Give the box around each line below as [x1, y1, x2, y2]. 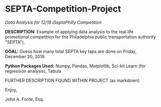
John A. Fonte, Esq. [5, 96, 44, 102]
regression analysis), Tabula [5, 68, 62, 74]
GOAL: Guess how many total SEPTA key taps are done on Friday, [5, 48, 137, 54]
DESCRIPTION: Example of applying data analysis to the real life [5, 29, 134, 34]
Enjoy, [5, 87, 18, 92]
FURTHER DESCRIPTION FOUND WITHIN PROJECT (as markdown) [5, 77, 140, 83]
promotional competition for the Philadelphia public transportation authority [5, 34, 156, 40]
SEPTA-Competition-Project [5, 3, 121, 15]
